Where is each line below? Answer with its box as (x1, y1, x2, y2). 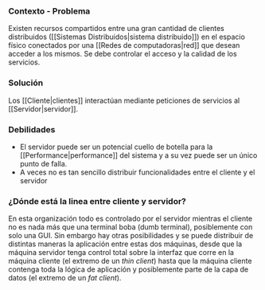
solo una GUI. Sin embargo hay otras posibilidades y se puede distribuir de (8, 231, 254, 241)
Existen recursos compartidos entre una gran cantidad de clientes (8, 24, 224, 33)
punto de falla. (19, 159, 68, 168)
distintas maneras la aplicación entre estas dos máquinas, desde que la (8, 239, 243, 249)
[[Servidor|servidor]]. (8, 104, 78, 113)
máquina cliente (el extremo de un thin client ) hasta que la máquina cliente (8, 257, 252, 266)
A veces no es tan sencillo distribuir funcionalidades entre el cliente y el (19, 167, 255, 177)
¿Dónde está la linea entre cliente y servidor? (8, 195, 187, 206)
